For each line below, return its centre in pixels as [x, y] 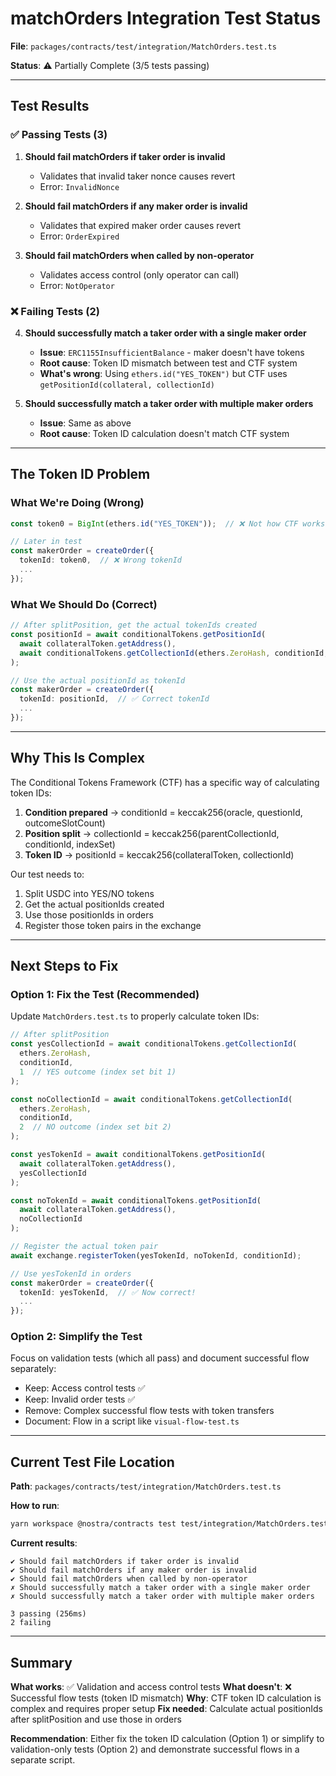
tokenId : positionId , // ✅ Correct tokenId [114, 699]
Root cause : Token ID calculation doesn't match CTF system [164, 433]
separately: [33, 1369]
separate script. [43, 1759]
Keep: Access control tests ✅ [85, 1388]
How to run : [35, 1506]
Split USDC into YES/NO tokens [89, 893]
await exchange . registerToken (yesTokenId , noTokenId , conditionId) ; [156, 1255]
